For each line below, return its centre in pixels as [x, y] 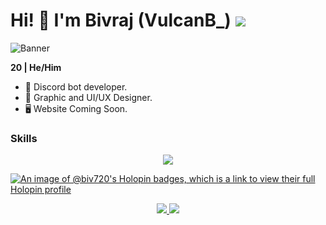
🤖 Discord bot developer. [76, 86]
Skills [24, 138]
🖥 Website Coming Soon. [76, 108]
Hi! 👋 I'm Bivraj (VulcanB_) [121, 20]
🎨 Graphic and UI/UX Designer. [88, 97]
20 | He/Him [36, 67]
